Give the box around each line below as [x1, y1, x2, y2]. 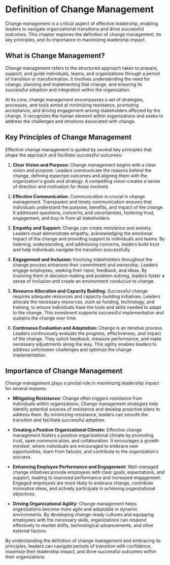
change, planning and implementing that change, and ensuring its [5, 81, 143, 87]
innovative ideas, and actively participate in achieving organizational [12, 486, 156, 492]
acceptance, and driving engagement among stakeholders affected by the [5, 107, 161, 113]
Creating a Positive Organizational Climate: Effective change [12, 427, 142, 433]
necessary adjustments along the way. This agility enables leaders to [12, 341, 157, 347]
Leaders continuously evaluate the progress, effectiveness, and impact [12, 330, 161, 336]
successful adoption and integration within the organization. [5, 87, 131, 93]
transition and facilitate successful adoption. [12, 417, 106, 423]
